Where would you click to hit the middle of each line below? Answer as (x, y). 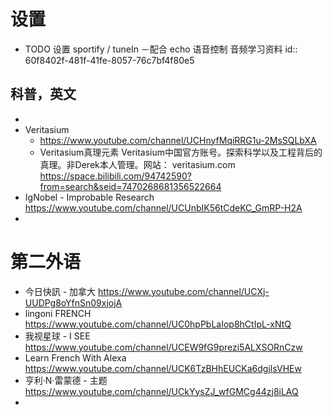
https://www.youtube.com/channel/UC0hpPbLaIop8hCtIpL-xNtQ (158, 324)
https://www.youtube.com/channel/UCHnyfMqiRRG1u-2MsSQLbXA (178, 140)
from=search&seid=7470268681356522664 (130, 186)
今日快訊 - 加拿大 (60, 291)
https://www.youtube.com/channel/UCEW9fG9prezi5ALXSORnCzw (163, 347)
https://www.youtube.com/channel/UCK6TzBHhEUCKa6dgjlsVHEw (163, 368)
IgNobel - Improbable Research (89, 197)
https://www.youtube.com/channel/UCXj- (184, 291)
